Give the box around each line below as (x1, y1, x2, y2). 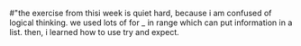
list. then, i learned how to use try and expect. (9, 27, 180, 37)
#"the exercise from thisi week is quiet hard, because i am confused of (9, 8, 272, 18)
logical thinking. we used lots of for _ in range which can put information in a (9, 17, 293, 28)
